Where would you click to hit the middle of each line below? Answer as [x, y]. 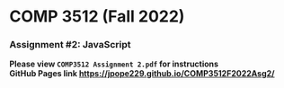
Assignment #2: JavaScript [71, 45]
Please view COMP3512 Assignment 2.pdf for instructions [114, 64]
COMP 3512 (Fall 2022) [97, 17]
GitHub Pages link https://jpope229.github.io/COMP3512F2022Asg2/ [142, 74]
